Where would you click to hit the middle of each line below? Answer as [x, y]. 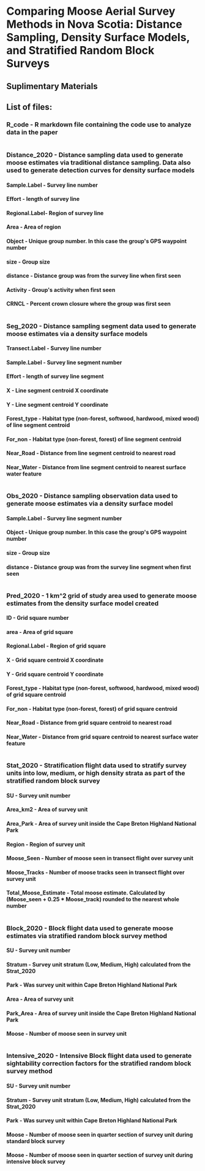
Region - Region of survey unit [46, 844]
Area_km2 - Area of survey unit [47, 810]
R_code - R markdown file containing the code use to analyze [99, 124]
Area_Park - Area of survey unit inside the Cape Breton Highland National [102, 824]
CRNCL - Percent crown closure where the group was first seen [89, 304]
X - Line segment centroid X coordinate [58, 390]
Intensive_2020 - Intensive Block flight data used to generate [99, 1056]
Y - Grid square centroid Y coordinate [55, 674]
